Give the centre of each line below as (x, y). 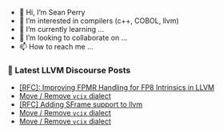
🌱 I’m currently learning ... (62, 29)
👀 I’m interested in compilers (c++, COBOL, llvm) (99, 21)
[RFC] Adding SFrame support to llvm (81, 104)
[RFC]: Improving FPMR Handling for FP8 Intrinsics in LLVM (117, 88)
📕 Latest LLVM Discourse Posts (69, 70)
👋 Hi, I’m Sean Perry (52, 12)
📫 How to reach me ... (56, 47)
